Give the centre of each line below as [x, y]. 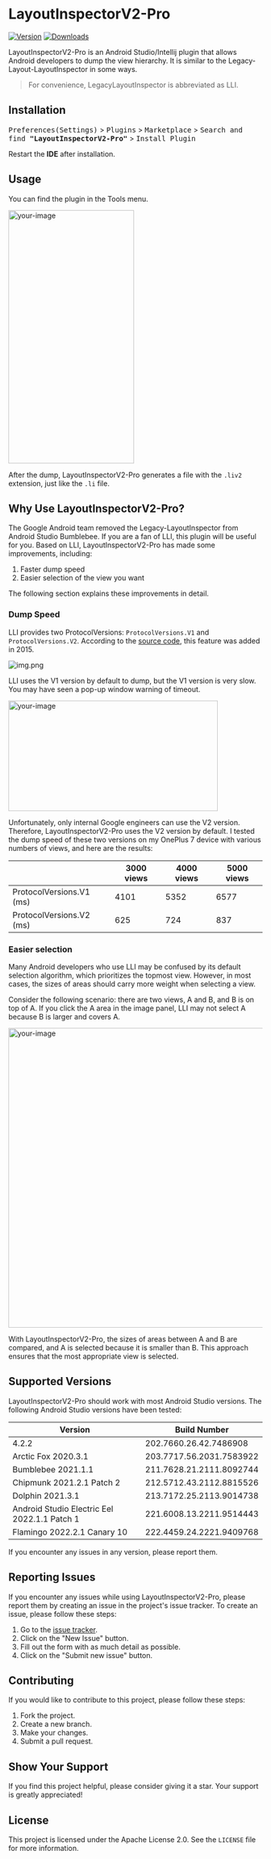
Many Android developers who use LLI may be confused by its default [125, 966]
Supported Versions [60, 1382]
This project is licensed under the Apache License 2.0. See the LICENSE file [132, 1840]
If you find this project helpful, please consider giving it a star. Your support [133, 1786]
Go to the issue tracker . [59, 1629]
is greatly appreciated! [46, 1795]
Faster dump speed [52, 569]
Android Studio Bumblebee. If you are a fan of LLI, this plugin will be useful [132, 537]
